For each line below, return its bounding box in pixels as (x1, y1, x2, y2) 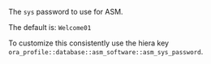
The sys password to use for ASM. (8, 7, 123, 16)
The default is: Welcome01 (8, 23, 92, 32)
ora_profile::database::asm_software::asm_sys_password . (8, 47, 204, 56)
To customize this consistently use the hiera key (8, 38, 169, 48)
